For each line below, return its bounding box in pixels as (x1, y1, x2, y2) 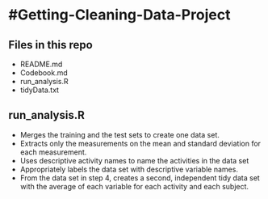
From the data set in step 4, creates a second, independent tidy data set (19, 172, 260, 183)
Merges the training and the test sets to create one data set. (19, 129, 220, 139)
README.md (19, 59, 63, 69)
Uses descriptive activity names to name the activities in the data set (19, 155, 249, 165)
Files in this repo (8, 38, 93, 52)
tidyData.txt (19, 85, 59, 95)
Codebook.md (19, 68, 69, 78)
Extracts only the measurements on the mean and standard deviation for (19, 138, 261, 148)
